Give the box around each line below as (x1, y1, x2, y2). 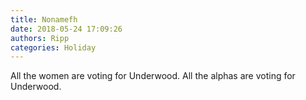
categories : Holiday (10, 42, 97, 53)
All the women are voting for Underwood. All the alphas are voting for (10, 70, 296, 82)
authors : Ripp (10, 33, 70, 43)
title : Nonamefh (10, 14, 78, 25)
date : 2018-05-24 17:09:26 (10, 24, 123, 34)
